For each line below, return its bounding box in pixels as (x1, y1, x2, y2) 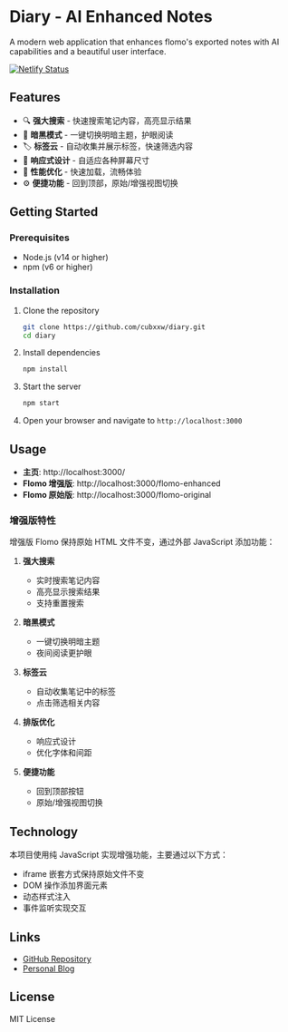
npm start (22, 399, 61, 408)
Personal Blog (22, 963, 75, 974)
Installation (9, 284, 61, 297)
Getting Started (9, 204, 99, 219)
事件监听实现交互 (22, 902, 87, 913)
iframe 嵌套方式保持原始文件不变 (22, 869, 145, 880)
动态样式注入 (22, 891, 71, 902)
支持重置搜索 (35, 598, 84, 608)
